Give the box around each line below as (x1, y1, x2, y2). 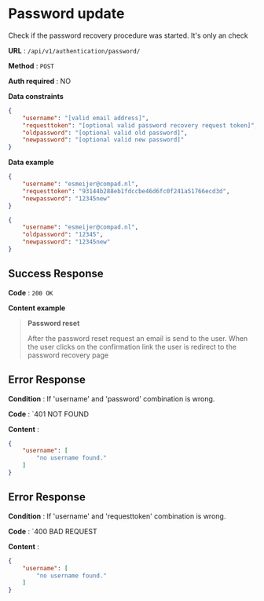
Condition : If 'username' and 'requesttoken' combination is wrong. (8, 511, 226, 521)
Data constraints (8, 91, 64, 101)
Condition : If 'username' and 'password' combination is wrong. (8, 394, 215, 403)
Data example (8, 158, 54, 167)
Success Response (8, 267, 104, 280)
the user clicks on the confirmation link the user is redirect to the (27, 342, 237, 351)
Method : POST (8, 60, 55, 71)
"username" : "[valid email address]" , (22, 114, 149, 122)
